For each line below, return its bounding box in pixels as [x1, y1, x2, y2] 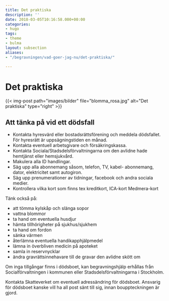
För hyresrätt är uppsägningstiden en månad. [12, 137, 108, 143]
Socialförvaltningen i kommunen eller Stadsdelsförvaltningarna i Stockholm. [5, 269, 164, 275]
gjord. [5, 290, 18, 296]
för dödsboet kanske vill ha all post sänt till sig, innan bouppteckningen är [5, 284, 159, 290]
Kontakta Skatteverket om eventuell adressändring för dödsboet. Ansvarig [5, 279, 161, 285]
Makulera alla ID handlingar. [12, 159, 71, 165]
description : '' [5, 12, 40, 17]
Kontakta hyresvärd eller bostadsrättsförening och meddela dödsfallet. [12, 132, 161, 138]
